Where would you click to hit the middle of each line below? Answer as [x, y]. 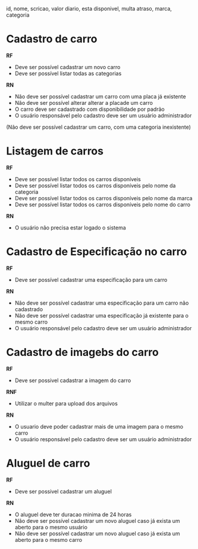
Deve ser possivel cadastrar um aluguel [63, 491]
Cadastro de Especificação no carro [97, 252]
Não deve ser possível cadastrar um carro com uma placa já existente [100, 96]
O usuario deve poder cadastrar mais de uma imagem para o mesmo [99, 426]
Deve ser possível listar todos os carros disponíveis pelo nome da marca [103, 198]
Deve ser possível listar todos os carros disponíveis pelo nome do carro [103, 204]
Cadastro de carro [52, 39]
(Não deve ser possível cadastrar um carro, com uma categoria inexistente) [99, 127]
